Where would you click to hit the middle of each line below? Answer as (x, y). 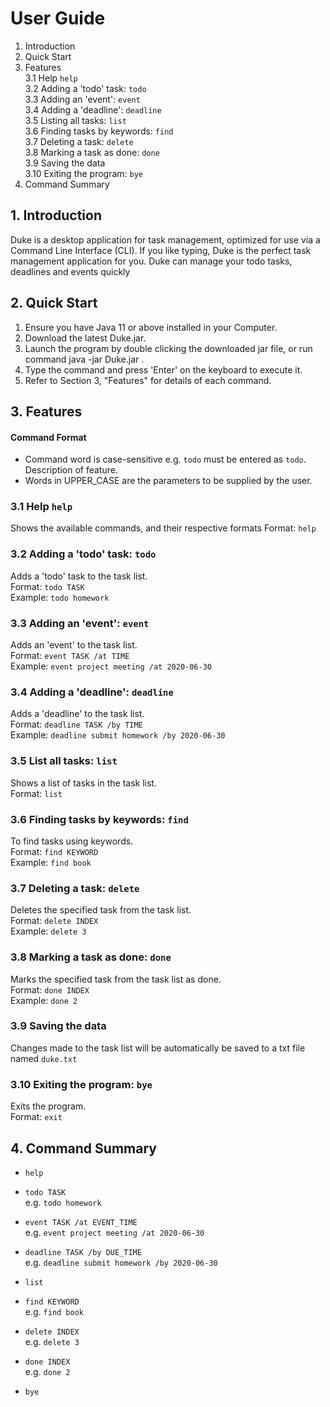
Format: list (36, 793)
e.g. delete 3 (52, 1341)
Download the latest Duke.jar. (85, 338)
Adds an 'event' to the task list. (74, 645)
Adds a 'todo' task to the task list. (79, 576)
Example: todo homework (60, 597)
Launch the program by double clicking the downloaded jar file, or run (168, 348)
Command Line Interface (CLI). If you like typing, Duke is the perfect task (161, 250)
